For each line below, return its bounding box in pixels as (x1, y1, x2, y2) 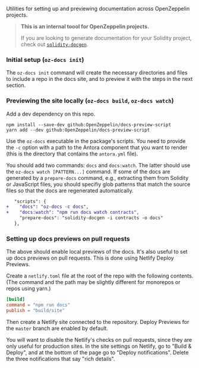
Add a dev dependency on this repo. (6, 110, 96, 117)
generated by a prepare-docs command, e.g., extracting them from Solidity (6, 174, 189, 181)
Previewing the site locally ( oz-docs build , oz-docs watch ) (6, 96, 174, 105)
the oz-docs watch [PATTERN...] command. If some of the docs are (6, 168, 170, 175)
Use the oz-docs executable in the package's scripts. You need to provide (6, 137, 186, 145)
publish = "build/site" (6, 308, 65, 314)
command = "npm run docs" (6, 302, 70, 308)
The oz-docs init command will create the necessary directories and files (6, 69, 188, 76)
